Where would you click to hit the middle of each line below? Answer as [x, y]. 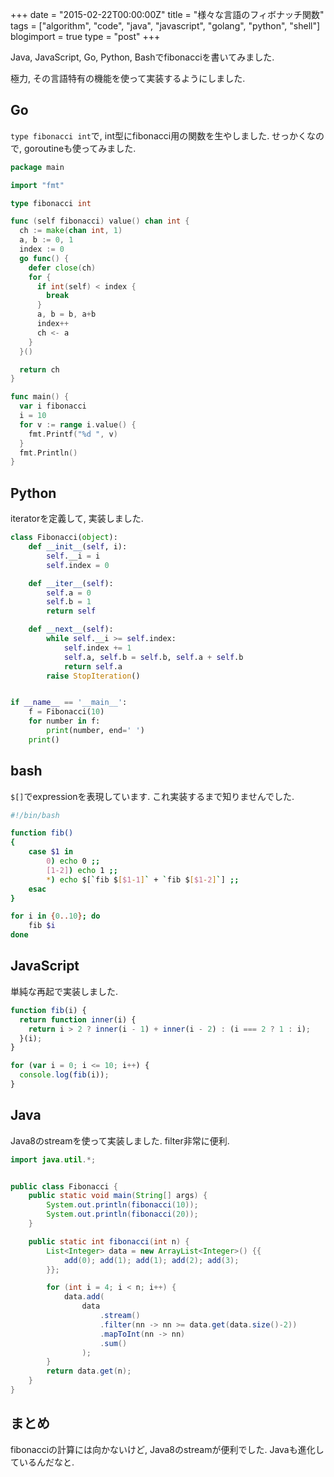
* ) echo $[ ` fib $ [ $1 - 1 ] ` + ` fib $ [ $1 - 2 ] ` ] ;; [143, 879]
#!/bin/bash [35, 815]
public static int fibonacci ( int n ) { [109, 1241]
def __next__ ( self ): [71, 629]
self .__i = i [73, 556]
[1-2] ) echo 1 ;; [82, 870]
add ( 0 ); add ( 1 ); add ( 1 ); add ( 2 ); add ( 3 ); [151, 1260]
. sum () [113, 1343]
